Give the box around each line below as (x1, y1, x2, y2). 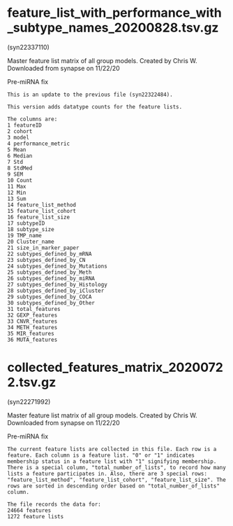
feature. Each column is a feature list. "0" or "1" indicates (7, 452, 195, 459)
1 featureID (7, 121, 42, 129)
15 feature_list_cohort (7, 207, 77, 214)
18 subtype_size (7, 226, 54, 233)
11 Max (7, 183, 27, 190)
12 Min (7, 189, 27, 196)
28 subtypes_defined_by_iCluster (7, 287, 105, 294)
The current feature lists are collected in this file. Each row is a (7, 445, 217, 452)
